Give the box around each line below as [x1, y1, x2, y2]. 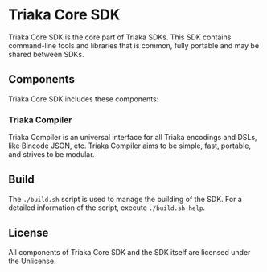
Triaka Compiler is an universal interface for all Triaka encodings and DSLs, [8, 133, 257, 142]
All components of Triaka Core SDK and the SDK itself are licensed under [8, 247, 251, 257]
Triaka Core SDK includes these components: [8, 94, 159, 104]
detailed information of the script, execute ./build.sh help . [8, 203, 206, 212]
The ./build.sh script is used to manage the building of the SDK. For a [8, 194, 243, 204]
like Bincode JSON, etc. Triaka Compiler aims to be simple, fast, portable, [8, 141, 252, 150]
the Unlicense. [8, 256, 56, 266]
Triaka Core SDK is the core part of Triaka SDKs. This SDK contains [8, 32, 232, 42]
